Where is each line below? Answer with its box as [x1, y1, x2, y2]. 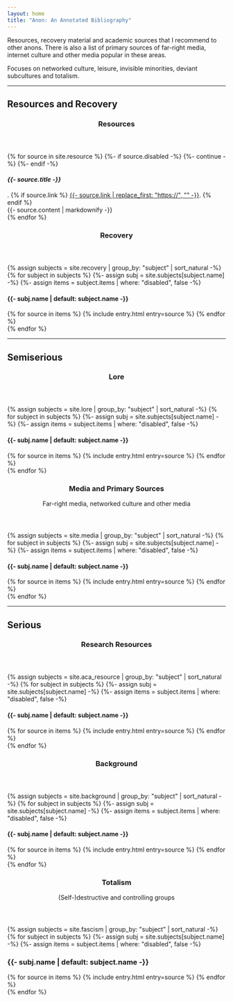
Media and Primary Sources [69, 483, 164, 493]
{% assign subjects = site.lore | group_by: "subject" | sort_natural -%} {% [7, 405, 217, 414]
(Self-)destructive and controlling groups [58, 893, 175, 902]
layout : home [7, 10, 45, 17]
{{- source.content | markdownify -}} [7, 206, 113, 214]
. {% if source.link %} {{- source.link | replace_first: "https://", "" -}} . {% [7, 191, 212, 199]
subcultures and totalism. [7, 71, 80, 80]
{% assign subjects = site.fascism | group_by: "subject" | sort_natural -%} [7, 925, 218, 934]
